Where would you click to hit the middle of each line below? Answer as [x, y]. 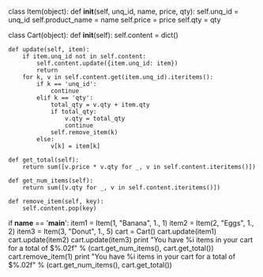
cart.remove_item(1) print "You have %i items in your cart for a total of [122, 256]
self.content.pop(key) [60, 208]
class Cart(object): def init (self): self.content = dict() [94, 35]
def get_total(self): [44, 160]
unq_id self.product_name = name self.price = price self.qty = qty [115, 20]
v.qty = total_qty [95, 118]
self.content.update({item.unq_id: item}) [107, 63]
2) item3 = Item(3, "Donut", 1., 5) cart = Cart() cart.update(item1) [113, 231]
